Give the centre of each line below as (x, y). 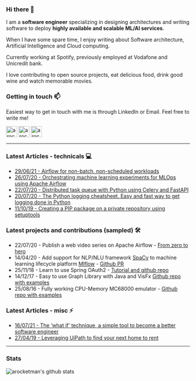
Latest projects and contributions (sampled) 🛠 (73, 230)
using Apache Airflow (41, 183)
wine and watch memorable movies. (50, 81)
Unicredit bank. (24, 63)
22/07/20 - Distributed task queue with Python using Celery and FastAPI (101, 189)
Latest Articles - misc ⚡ (40, 311)
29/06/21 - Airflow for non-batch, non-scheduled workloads (87, 171)
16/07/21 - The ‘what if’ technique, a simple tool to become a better (95, 325)
